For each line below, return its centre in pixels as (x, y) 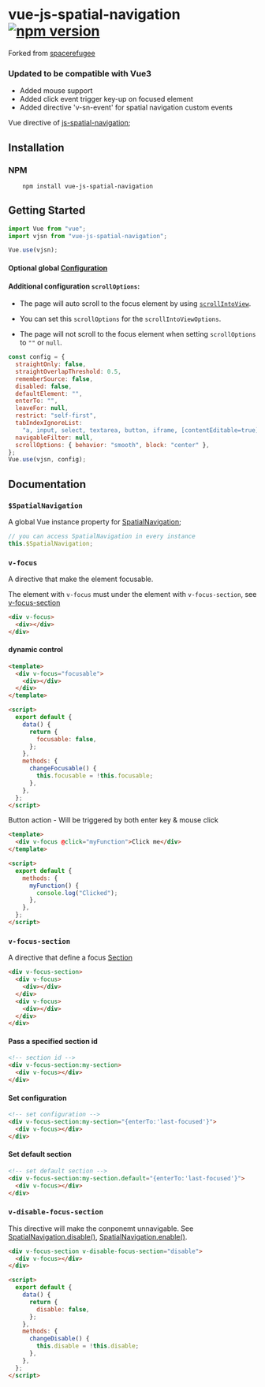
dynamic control (35, 650)
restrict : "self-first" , (56, 416)
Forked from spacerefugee (52, 53)
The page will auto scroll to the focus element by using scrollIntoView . (135, 304)
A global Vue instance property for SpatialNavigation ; (95, 521)
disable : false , (63, 1309)
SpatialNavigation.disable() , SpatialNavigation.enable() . (98, 1236)
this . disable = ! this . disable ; (88, 1346)
